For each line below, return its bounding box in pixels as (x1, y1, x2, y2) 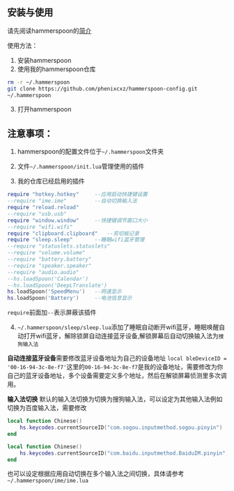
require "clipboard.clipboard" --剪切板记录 (7, 229, 139, 237)
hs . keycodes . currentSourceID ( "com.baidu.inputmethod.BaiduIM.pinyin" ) (19, 449, 229, 457)
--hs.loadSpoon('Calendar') (7, 275, 89, 282)
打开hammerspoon (17, 105, 72, 114)
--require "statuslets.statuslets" (7, 243, 111, 250)
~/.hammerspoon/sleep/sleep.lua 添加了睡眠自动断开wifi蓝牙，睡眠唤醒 (17, 323, 219, 331)
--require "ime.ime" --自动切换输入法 (7, 197, 137, 204)
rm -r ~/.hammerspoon (7, 79, 70, 86)
